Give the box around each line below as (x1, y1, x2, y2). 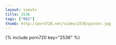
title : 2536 (5, 12, 30, 17)
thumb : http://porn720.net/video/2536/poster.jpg (5, 21, 111, 26)
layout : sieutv (5, 7, 37, 12)
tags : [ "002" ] (5, 16, 35, 21)
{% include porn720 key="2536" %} (5, 35, 80, 41)
